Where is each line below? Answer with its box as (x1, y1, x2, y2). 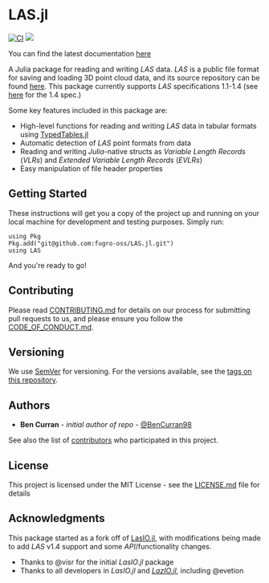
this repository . (8, 375, 59, 385)
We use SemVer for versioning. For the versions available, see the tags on (8, 367, 252, 377)
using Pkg (8, 232, 42, 240)
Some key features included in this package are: (8, 105, 168, 115)
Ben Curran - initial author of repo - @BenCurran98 (19, 420, 193, 430)
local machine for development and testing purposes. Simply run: (8, 217, 225, 226)
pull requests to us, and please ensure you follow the (8, 313, 183, 323)
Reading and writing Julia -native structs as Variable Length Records (19, 146, 247, 156)
